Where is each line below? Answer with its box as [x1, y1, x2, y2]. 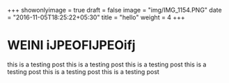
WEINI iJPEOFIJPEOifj [7, 37, 136, 53]
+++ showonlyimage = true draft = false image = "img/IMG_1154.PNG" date [7, 6, 222, 14]
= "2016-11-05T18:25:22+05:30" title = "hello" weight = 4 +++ [7, 13, 186, 21]
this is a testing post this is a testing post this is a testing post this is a [7, 60, 207, 68]
